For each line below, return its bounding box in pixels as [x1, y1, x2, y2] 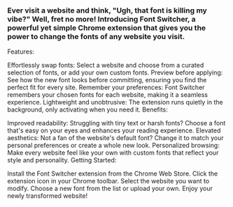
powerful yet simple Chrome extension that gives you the [7, 23, 206, 33]
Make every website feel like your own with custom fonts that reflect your [7, 148, 219, 157]
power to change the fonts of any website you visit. [7, 31, 185, 41]
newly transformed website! [7, 192, 88, 200]
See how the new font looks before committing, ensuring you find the [7, 76, 207, 84]
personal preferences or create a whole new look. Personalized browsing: [7, 141, 220, 150]
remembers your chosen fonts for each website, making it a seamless [7, 91, 209, 99]
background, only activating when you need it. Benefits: [7, 105, 168, 114]
